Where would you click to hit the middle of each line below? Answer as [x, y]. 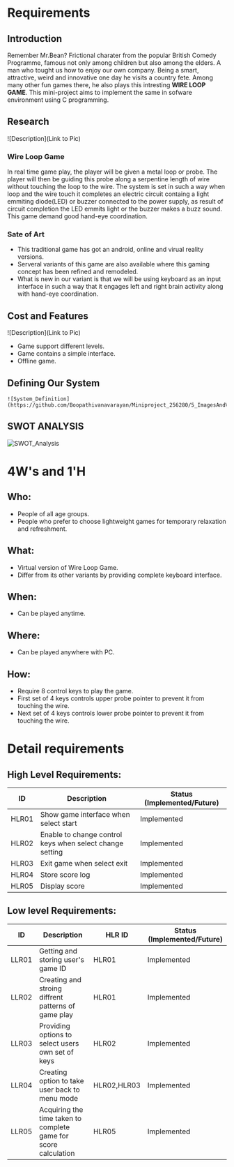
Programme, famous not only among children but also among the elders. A [114, 63]
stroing [51, 988]
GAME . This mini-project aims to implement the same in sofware [100, 92]
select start [58, 823]
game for [54, 1136]
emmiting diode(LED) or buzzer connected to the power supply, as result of [116, 202]
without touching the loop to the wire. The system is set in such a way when [116, 187]
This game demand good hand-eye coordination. [77, 216]
